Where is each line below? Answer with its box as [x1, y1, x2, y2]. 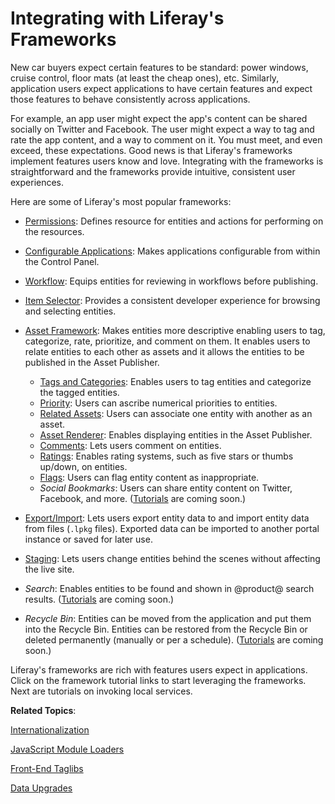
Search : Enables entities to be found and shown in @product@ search [24, 582, 315, 594]
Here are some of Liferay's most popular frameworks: [10, 195, 232, 207]
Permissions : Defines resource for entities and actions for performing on [24, 215, 324, 227]
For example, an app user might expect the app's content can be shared [10, 112, 308, 124]
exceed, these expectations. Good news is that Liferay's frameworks [10, 144, 293, 156]
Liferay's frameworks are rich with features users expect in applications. [10, 663, 308, 676]
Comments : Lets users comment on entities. [39, 439, 222, 451]
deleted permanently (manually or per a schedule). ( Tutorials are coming [24, 633, 324, 646]
